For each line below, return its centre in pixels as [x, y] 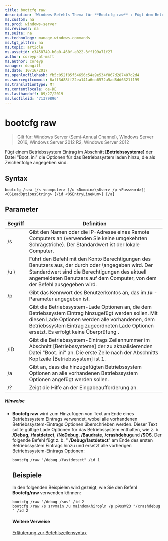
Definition [95, 223]
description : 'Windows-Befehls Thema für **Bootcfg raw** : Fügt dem [79, 15]
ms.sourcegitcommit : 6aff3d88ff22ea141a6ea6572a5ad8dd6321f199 [72, 80]
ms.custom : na [20, 19]
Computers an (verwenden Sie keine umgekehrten [88, 238]
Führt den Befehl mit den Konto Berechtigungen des [90, 259]
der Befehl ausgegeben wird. [63, 284]
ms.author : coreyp [24, 61]
